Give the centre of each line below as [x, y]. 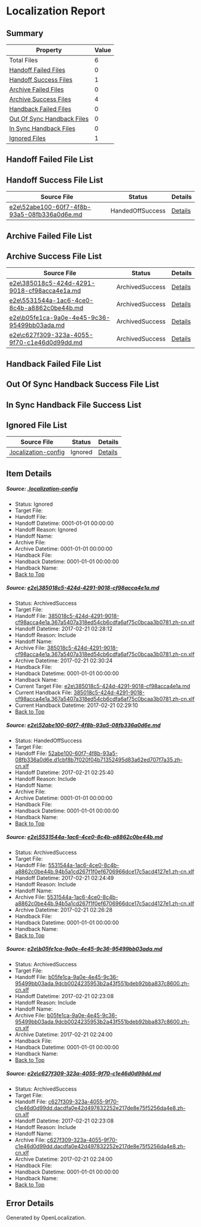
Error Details [30, 1203]
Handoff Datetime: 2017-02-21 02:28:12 [63, 628]
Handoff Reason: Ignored [46, 529]
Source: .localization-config [42, 489]
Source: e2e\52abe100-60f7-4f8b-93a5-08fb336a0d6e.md [83, 726]
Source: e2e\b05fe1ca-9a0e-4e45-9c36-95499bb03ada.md [84, 949]
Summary [25, 33]
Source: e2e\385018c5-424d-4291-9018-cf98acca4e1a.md [83, 588]
